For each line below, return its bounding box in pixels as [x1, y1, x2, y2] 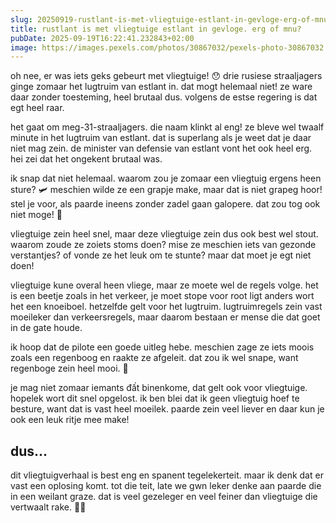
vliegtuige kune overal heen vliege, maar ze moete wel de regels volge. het [10, 279, 319, 291]
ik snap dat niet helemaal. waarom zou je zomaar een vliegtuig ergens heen [10, 172, 322, 185]
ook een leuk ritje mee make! [10, 414, 130, 426]
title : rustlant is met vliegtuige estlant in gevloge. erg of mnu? [10, 24, 302, 34]
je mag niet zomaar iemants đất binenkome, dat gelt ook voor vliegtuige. [10, 382, 308, 394]
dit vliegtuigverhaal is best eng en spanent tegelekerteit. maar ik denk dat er [10, 469, 324, 481]
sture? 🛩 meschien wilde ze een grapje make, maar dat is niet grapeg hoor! [10, 184, 323, 196]
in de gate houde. [10, 322, 83, 334]
